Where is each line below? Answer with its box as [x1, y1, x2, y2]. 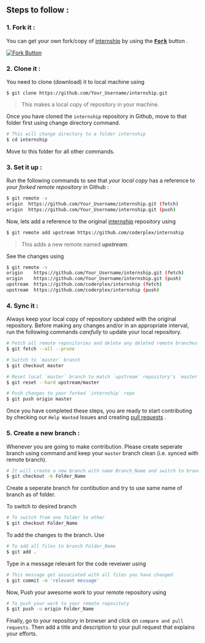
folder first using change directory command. [6, 119, 121, 126]
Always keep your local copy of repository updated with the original [6, 315, 176, 323]
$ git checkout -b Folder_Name [6, 474, 86, 480]
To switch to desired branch [6, 503, 77, 510]
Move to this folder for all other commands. [6, 147, 115, 155]
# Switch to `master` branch [6, 357, 81, 363]
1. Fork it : [6, 23, 35, 32]
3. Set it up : [6, 163, 43, 171]
